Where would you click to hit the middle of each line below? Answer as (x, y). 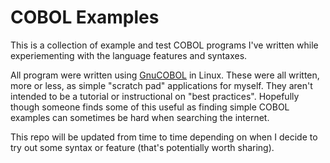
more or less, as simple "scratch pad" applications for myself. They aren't (161, 85)
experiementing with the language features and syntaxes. (129, 55)
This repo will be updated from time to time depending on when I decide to (164, 137)
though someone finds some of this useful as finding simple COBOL (150, 107)
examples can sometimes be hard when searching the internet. (140, 117)
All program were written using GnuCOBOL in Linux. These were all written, (165, 75)
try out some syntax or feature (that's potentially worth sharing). (142, 147)
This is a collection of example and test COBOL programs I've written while (164, 45)
